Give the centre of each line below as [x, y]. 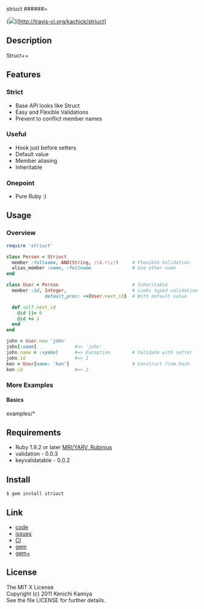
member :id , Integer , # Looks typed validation [105, 291]
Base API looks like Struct [47, 105]
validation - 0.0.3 [36, 454]
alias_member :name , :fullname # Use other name [94, 268]
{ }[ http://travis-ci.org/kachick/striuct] [56, 21]
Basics [15, 400]
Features [24, 75]
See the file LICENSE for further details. [56, 600]
